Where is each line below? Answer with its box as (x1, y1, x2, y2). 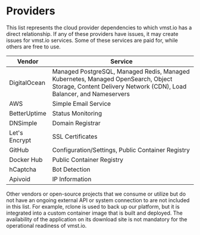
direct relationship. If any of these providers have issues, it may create (6, 30, 179, 37)
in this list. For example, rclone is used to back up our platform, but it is (6, 203, 180, 210)
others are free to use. (6, 43, 61, 50)
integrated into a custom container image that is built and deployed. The (6, 209, 183, 216)
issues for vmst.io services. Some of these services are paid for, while (6, 36, 179, 44)
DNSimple (9, 118, 37, 127)
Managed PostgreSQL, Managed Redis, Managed (52, 67, 190, 75)
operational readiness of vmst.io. (6, 222, 87, 229)
